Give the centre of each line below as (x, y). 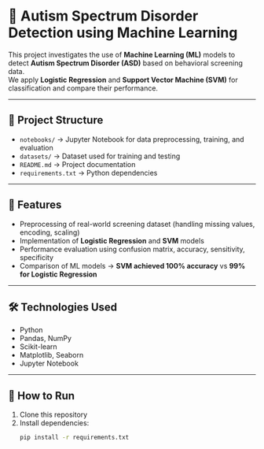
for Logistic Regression (58, 274)
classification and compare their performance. (83, 88)
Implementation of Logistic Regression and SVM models (112, 240)
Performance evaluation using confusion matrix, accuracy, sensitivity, (132, 249)
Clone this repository (53, 415)
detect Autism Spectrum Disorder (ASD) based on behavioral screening (126, 63)
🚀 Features (35, 205)
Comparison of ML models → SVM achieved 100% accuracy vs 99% (132, 265)
